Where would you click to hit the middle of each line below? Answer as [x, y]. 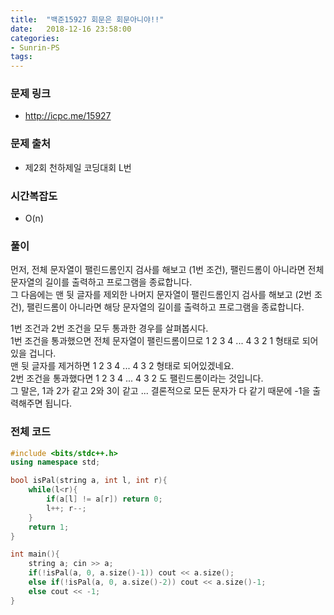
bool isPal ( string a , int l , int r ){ [89, 481]
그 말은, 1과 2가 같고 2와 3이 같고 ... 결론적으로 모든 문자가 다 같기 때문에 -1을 [160, 391]
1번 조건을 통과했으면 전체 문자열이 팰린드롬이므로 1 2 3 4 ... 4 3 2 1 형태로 [155, 341]
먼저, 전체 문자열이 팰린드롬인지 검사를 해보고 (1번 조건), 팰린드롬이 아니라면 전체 [167, 270]
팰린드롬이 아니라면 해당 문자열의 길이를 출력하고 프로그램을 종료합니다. [165, 307]
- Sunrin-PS [35, 47]
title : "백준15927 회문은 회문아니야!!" [87, 19]
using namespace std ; [55, 462]
